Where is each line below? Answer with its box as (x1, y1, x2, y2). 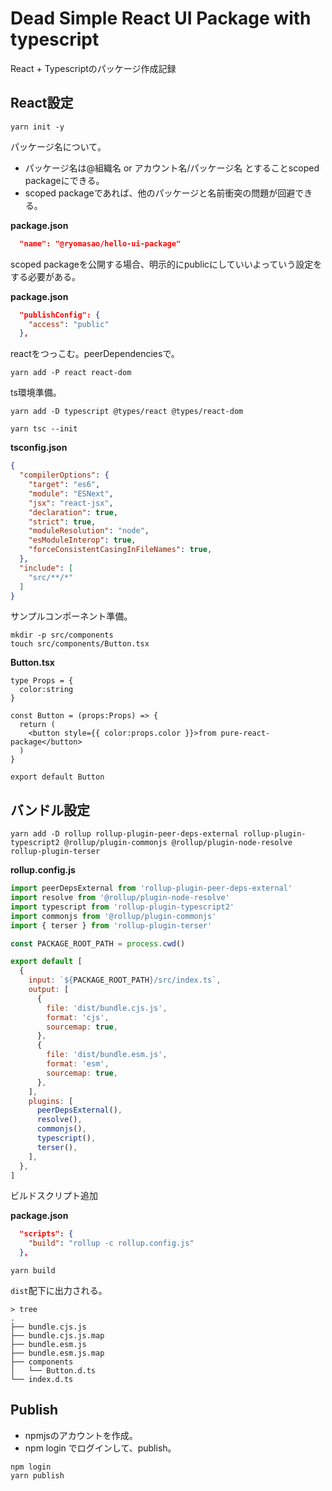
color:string (19, 685, 74, 695)
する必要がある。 (10, 270, 81, 282)
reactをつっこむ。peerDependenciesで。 (10, 348, 180, 360)
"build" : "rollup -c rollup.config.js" (28, 1238, 195, 1249)
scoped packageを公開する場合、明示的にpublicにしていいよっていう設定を (10, 258, 323, 270)
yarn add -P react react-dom (10, 368, 132, 378)
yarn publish (10, 1470, 65, 1481)
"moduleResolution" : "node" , (28, 526, 150, 536)
